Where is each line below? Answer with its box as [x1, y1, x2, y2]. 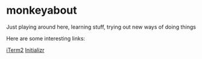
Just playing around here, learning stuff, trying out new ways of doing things [6, 23, 196, 30]
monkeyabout [6, 4, 77, 17]
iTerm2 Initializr [6, 46, 45, 54]
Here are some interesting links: [6, 35, 86, 42]
